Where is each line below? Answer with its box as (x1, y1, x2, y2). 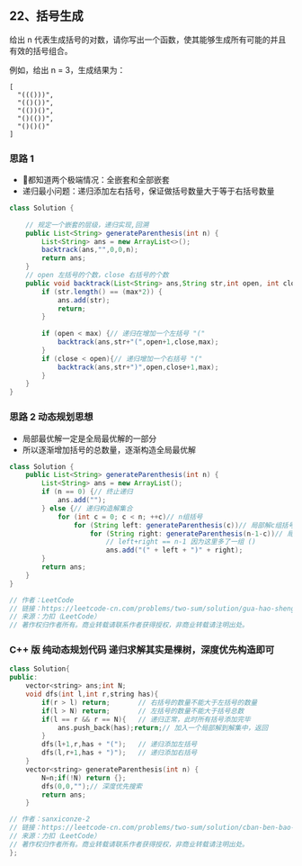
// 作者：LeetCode (9, 595, 75, 605)
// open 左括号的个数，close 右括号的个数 (25, 271, 169, 280)
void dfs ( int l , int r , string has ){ (25, 690, 159, 699)
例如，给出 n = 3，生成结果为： (9, 64, 126, 75)
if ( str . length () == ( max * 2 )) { (41, 287, 164, 296)
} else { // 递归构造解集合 (41, 503, 133, 513)
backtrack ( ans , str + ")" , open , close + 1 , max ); (57, 363, 219, 372)
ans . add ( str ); (57, 295, 111, 304)
